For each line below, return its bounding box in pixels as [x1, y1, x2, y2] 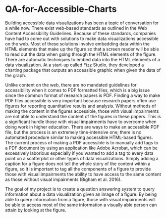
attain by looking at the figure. [5, 207, 66, 213]
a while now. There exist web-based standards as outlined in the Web [5, 25, 147, 31]
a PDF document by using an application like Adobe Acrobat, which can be [5, 145, 158, 151]
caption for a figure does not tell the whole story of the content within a [5, 161, 151, 167]
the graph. [5, 72, 26, 78]
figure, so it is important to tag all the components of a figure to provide [5, 166, 151, 172]
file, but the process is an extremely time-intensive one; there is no [5, 129, 142, 135]
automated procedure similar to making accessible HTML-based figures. [5, 134, 153, 140]
